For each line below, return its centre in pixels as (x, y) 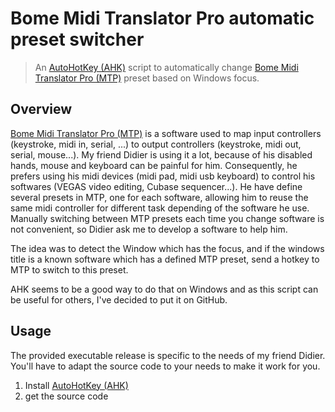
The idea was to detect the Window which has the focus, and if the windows (167, 248)
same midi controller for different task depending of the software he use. (160, 208)
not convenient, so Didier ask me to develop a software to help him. (149, 229)
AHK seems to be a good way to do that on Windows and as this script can (164, 289)
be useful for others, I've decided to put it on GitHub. (119, 299)
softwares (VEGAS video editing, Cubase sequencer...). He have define (156, 186)
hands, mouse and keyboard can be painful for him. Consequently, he (154, 165)
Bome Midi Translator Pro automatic (162, 18)
